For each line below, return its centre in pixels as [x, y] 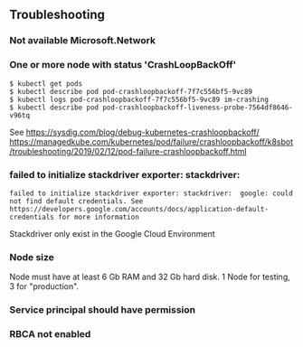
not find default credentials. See [76, 201]
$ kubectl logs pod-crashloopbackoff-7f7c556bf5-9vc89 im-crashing [139, 99]
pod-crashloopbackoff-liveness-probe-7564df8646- [198, 108]
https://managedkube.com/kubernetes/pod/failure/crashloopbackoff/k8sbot [151, 141]
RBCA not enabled [50, 334]
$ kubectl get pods [46, 84]
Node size [32, 257]
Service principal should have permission [103, 310]
